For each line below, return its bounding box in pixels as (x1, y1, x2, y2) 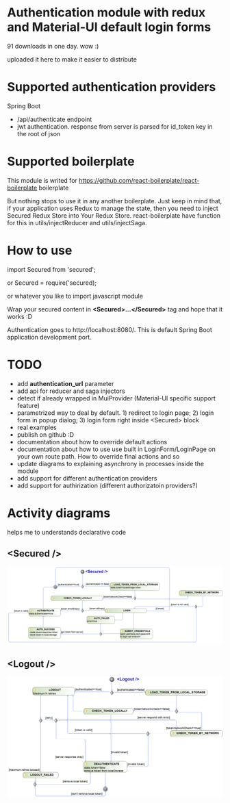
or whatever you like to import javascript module (7, 292, 144, 300)
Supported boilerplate (7, 154, 135, 169)
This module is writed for (7, 176, 77, 184)
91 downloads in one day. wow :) (7, 42, 99, 50)
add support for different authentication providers (16, 474, 157, 482)
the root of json (16, 129, 61, 138)
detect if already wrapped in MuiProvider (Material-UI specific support (16, 394, 216, 402)
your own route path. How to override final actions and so (16, 452, 180, 460)
